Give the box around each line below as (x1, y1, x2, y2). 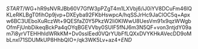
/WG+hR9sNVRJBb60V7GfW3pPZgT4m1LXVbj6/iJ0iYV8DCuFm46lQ (23, 5, 192, 12)
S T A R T (6, 5, 23, 12)
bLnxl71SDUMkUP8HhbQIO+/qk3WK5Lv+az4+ (6, 37, 121, 43)
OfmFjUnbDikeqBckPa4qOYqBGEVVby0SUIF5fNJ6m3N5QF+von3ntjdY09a (6, 24, 192, 31)
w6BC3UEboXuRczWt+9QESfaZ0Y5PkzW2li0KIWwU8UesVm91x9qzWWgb (6, 18, 192, 24)
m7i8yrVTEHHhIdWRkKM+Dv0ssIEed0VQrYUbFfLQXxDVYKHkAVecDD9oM (6, 30, 192, 37)
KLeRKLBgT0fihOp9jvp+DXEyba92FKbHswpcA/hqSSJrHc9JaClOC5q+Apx (6, 11, 191, 18)
